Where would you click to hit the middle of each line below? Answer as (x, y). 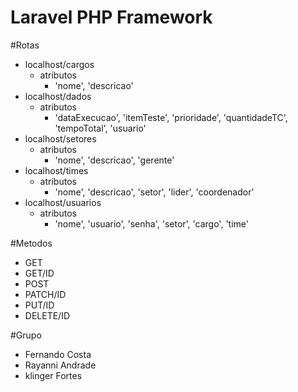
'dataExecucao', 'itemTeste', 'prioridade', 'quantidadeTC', (171, 117)
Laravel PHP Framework (111, 17)
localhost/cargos (59, 64)
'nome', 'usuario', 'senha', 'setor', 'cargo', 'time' (151, 223)
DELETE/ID (47, 315)
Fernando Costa (58, 354)
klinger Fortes (53, 375)
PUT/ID (39, 305)
